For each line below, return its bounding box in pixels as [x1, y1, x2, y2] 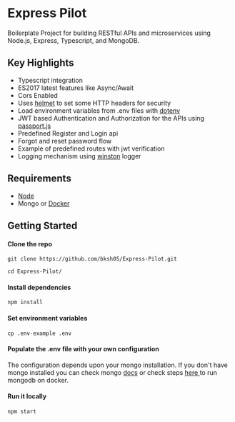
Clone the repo [7, 239, 52, 248]
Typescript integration [17, 76, 84, 84]
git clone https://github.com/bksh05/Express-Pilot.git [7, 256, 177, 263]
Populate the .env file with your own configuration [7, 345, 159, 353]
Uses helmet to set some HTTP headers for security [17, 99, 171, 107]
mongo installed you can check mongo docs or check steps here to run [7, 368, 218, 376]
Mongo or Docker [17, 199, 70, 208]
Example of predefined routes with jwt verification [17, 144, 165, 153]
